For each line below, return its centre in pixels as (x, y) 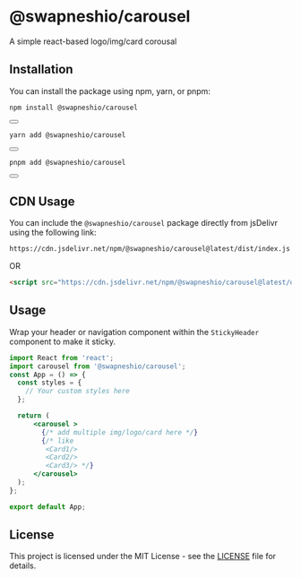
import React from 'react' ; (62, 358)
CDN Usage (42, 201)
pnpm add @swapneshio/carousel (68, 162)
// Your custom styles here (77, 392)
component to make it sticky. (63, 341)
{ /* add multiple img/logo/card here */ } (120, 432)
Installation (41, 69)
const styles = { (50, 383)
